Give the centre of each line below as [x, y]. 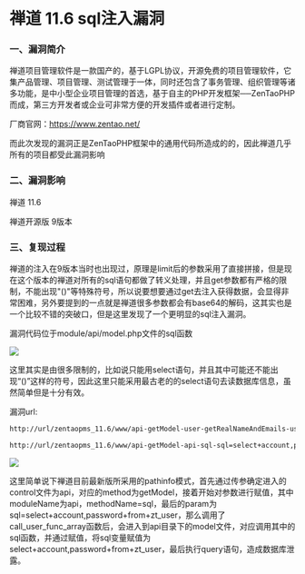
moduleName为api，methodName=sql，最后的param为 [113, 503]
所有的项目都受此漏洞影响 [57, 154]
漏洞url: [24, 412]
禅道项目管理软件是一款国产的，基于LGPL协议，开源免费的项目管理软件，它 [151, 71]
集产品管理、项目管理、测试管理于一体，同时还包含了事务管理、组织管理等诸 [152, 82]
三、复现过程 [38, 247]
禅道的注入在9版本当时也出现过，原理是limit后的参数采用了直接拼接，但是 [147, 269]
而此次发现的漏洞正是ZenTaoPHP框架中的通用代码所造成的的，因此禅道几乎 [151, 143]
